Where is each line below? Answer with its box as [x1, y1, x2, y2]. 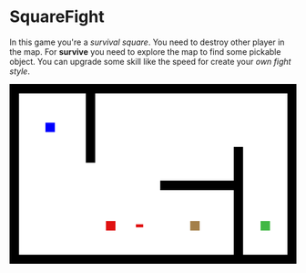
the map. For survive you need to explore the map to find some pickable [9, 46, 281, 57]
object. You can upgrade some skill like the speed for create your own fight [9, 56, 291, 67]
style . [9, 66, 30, 77]
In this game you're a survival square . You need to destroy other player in [9, 37, 285, 47]
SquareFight [9, 6, 105, 27]
